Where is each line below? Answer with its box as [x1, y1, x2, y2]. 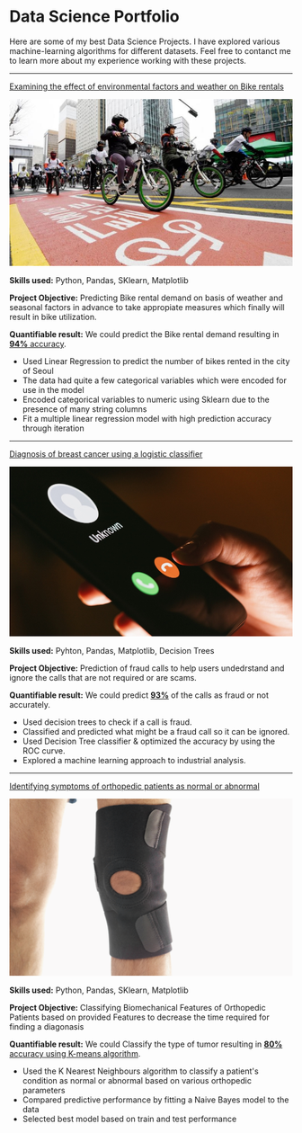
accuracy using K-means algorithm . [9, 1048, 141, 1059]
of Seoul [22, 365, 54, 376]
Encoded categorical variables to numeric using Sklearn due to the [22, 394, 270, 405]
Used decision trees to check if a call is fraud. [22, 717, 192, 727]
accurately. [9, 700, 51, 710]
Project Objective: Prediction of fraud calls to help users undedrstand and [9, 663, 285, 674]
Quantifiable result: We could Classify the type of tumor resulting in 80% [9, 1039, 283, 1049]
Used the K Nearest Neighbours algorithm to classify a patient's [22, 1066, 259, 1076]
